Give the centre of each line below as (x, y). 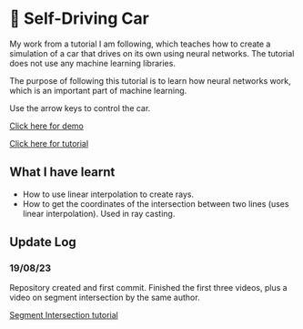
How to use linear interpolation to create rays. (108, 194)
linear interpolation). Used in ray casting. (99, 213)
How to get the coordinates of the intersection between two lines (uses (156, 203)
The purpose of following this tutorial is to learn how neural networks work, (150, 80)
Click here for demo (46, 126)
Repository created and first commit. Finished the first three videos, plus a (149, 288)
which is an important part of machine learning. (98, 90)
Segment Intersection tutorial (64, 315)
